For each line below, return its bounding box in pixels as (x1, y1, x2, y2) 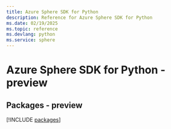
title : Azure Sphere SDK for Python (6, 8, 98, 15)
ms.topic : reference (6, 25, 59, 32)
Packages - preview (6, 100, 83, 110)
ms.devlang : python (6, 31, 56, 38)
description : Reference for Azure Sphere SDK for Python (6, 15, 153, 21)
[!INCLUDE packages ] (6, 116, 61, 123)
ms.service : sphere (6, 37, 56, 43)
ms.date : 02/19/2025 (6, 20, 59, 26)
